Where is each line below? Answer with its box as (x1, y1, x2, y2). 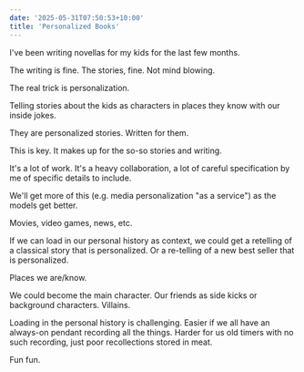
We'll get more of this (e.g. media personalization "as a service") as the (9, 190, 277, 201)
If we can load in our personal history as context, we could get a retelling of (9, 234, 293, 246)
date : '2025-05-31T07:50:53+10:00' (9, 13, 145, 23)
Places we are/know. (9, 272, 87, 283)
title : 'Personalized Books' (9, 22, 120, 31)
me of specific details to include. (9, 172, 132, 183)
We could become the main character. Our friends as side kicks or (9, 289, 258, 301)
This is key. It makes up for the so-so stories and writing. (9, 145, 223, 156)
